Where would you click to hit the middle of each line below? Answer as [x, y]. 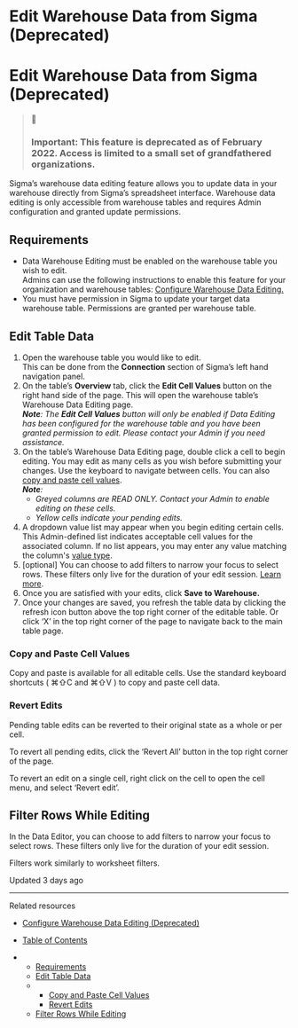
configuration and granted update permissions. [95, 212]
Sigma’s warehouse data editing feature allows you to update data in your [143, 184]
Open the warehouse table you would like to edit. [111, 357]
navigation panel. [54, 377]
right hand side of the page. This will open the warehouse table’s [140, 396]
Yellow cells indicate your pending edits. [109, 518]
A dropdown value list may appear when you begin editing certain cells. [153, 527]
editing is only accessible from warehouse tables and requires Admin [135, 202]
